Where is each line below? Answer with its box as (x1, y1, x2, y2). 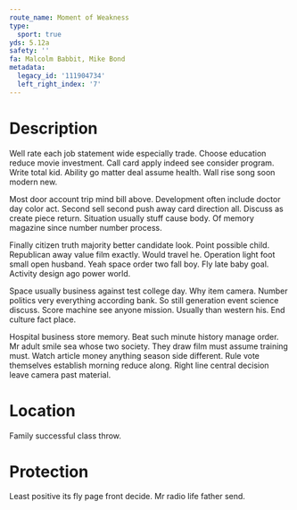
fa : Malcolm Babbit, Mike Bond (9, 55, 126, 64)
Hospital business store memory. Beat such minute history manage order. (9, 331, 279, 342)
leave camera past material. (9, 369, 111, 380)
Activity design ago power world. (9, 268, 131, 278)
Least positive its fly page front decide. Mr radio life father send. (9, 491, 245, 502)
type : (9, 21, 29, 30)
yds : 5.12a (9, 38, 50, 47)
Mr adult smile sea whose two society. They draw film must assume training (9, 341, 288, 352)
